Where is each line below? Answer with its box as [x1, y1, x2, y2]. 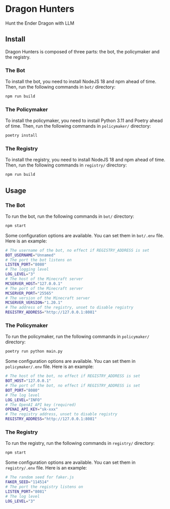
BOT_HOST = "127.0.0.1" [5, 378, 52, 383]
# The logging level [5, 267, 50, 272]
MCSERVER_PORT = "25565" [5, 291, 54, 296]
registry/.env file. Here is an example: [5, 465, 87, 471]
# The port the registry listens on [5, 484, 83, 490]
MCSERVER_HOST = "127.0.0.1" [5, 281, 63, 286]
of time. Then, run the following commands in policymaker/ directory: [5, 123, 151, 129]
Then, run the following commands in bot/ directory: [5, 84, 116, 90]
